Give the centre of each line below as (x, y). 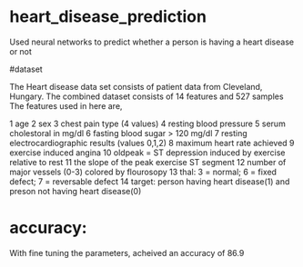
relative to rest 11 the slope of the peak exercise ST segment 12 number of (148, 162)
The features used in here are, (66, 105)
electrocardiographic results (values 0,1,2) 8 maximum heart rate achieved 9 (152, 143)
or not (20, 51)
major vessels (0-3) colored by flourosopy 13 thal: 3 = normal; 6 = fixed (143, 172)
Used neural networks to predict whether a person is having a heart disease (151, 42)
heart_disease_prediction (108, 17)
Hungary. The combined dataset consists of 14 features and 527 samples (146, 96)
